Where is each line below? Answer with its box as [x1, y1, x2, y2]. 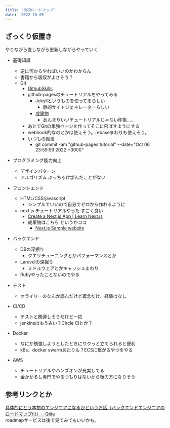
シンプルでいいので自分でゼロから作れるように [27, 201, 125, 208]
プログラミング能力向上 [12, 158, 62, 164]
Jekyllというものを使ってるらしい [35, 98, 105, 104]
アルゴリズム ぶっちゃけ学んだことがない [20, 174, 106, 180]
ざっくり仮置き [5, 32, 52, 41]
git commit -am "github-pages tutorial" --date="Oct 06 [35, 141, 150, 147]
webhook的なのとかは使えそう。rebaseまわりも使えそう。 [27, 130, 150, 136]
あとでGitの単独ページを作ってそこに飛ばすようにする [27, 123, 140, 129]
